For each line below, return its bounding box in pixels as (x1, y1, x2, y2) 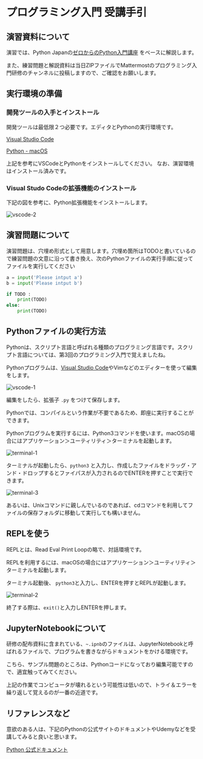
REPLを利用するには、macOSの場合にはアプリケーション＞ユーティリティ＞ (6, 558, 196, 566)
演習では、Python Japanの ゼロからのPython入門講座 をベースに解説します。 (6, 49, 198, 56)
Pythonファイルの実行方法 (6, 326, 106, 336)
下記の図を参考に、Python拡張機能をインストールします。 (6, 198, 151, 206)
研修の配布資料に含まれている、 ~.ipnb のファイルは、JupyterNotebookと (6, 640, 188, 647)
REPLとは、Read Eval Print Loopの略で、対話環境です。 (6, 546, 145, 553)
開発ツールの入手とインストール (6, 109, 100, 117)
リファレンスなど (6, 708, 70, 718)
